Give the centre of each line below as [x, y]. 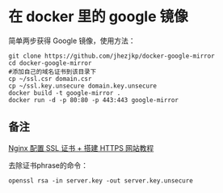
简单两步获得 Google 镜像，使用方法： [72, 41]
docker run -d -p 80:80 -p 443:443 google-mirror [94, 100]
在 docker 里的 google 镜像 [98, 17]
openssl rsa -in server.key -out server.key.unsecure [101, 180]
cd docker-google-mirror [50, 63]
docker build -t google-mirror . [65, 93]
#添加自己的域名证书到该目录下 [53, 71]
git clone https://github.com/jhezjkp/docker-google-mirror [112, 56]
